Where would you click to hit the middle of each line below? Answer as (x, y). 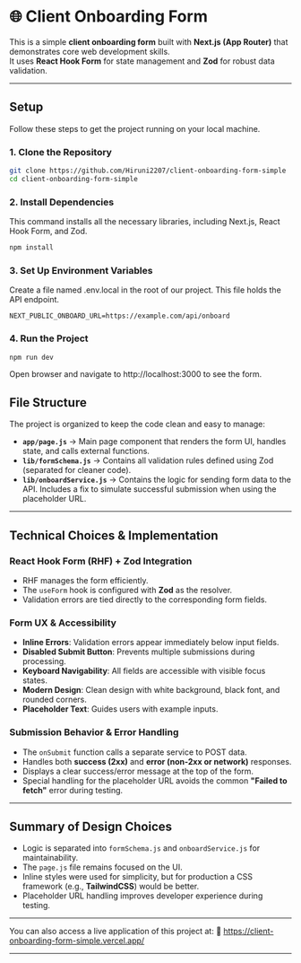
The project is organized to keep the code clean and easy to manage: (138, 425)
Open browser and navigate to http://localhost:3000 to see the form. (136, 374)
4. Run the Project (49, 338)
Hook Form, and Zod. (48, 232)
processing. (44, 661)
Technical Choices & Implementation (114, 535)
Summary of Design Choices (91, 826)
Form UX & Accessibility (63, 623)
